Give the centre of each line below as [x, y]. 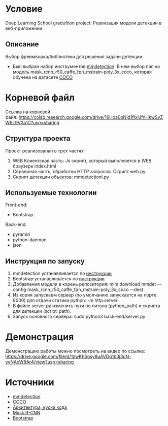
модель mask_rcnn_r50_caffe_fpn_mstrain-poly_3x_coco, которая [82, 72]
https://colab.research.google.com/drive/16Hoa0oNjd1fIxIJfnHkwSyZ [91, 117]
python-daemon [29, 240]
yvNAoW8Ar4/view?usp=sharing [40, 362]
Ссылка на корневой [28, 112]
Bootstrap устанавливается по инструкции [59, 279]
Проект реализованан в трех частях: [45, 151]
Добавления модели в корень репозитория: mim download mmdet [84, 284]
